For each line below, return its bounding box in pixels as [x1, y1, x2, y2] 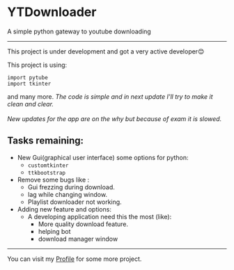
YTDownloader [7, 4, 97, 20]
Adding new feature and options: [17, 205, 111, 213]
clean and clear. [7, 100, 54, 108]
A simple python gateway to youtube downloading [7, 27, 151, 35]
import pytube [7, 74, 49, 81]
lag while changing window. [27, 190, 108, 198]
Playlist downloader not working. [27, 198, 122, 206]
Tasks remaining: [7, 135, 84, 147]
